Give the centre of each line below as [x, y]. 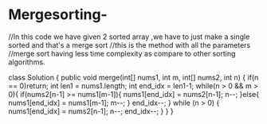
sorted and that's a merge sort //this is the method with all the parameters [130, 45]
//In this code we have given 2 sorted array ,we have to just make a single [129, 37]
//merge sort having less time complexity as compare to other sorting [122, 53]
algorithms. [27, 62]
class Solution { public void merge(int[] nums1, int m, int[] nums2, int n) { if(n [133, 77]
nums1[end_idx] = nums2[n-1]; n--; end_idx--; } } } [91, 111]
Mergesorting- [58, 15]
